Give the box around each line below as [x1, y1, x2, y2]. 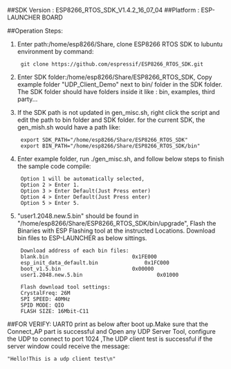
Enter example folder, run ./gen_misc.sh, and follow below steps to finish [17, 155, 225, 163]
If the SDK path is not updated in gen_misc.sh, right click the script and [17, 109, 220, 116]
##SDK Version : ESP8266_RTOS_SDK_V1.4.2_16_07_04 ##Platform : [7, 6, 200, 14]
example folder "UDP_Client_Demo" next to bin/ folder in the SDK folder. [17, 80, 223, 89]
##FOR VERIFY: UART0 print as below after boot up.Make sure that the [7, 320, 209, 328]
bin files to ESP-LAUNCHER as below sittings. [17, 234, 147, 242]
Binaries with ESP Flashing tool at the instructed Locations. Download [17, 226, 216, 235]
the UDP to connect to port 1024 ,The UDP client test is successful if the [7, 335, 213, 343]
